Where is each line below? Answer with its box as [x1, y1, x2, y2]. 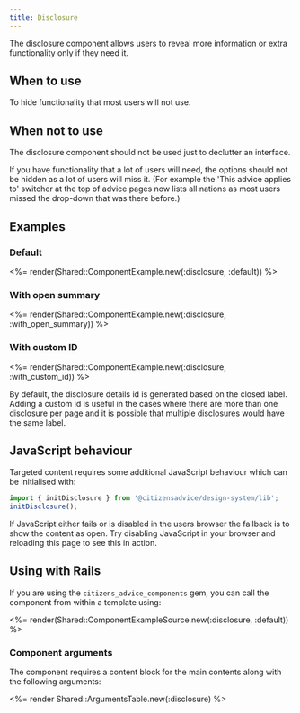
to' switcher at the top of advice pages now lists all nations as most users [9, 183, 281, 194]
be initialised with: [9, 477, 76, 488]
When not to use [9, 123, 103, 138]
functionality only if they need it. [9, 47, 128, 58]
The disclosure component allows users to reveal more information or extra [9, 38, 287, 48]
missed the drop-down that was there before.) [9, 193, 181, 204]
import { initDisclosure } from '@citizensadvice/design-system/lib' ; [9, 494, 279, 503]
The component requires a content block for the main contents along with [9, 666, 282, 678]
